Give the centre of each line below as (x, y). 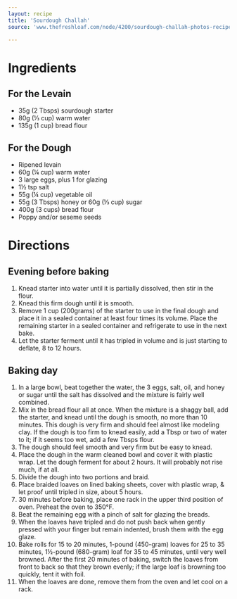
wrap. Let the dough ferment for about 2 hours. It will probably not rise (121, 462)
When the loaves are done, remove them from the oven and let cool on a (123, 582)
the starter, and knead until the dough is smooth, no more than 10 (113, 417)
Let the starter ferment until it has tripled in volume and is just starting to (123, 341)
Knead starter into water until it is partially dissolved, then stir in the (116, 289)
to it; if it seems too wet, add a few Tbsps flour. (86, 440)
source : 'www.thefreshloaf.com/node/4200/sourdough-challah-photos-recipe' (121, 27)
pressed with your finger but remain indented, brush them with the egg (121, 529)
